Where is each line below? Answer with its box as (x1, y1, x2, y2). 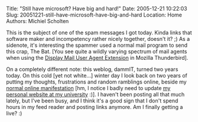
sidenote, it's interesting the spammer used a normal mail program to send (6, 41, 188, 49)
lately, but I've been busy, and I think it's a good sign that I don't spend (6, 97, 178, 104)
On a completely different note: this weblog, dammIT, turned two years (6, 66, 178, 73)
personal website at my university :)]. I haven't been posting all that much (6, 91, 185, 98)
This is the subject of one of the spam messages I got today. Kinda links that (6, 29, 192, 36)
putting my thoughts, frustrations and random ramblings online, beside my (6, 78, 187, 85)
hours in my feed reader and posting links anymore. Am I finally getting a (6, 104, 183, 110)
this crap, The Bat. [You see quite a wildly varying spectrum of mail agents (6, 48, 187, 55)
